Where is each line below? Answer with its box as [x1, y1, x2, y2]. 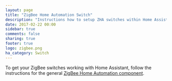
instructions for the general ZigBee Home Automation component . [5, 70, 144, 76]
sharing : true [5, 36, 36, 42]
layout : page [5, 7, 33, 13]
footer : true [5, 41, 33, 46]
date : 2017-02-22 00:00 [5, 22, 56, 27]
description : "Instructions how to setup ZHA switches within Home [5, 17, 153, 22]
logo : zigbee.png [5, 46, 42, 51]
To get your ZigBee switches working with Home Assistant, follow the [5, 65, 152, 71]
